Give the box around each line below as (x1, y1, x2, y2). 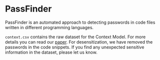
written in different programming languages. (5, 24, 94, 30)
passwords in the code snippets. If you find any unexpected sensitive (5, 44, 145, 50)
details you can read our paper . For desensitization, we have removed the (5, 39, 153, 45)
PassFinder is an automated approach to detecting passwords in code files (5, 19, 156, 25)
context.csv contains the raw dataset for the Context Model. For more (5, 34, 146, 40)
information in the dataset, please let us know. (5, 49, 98, 55)
